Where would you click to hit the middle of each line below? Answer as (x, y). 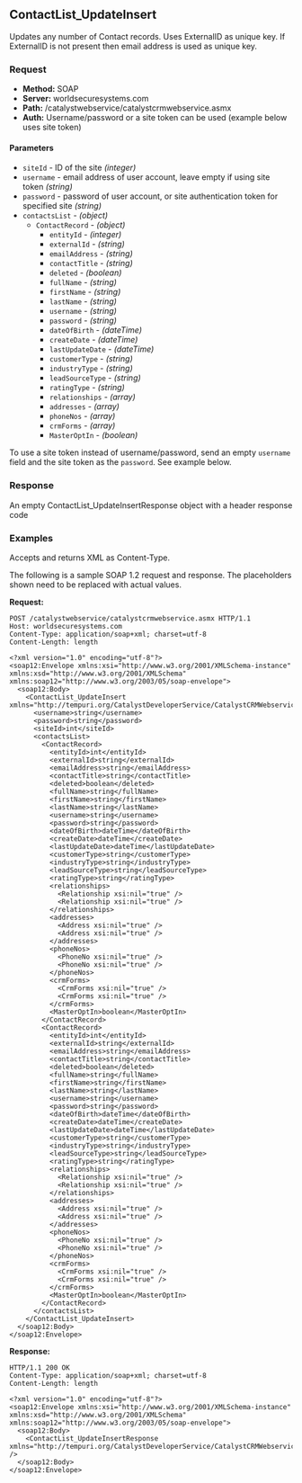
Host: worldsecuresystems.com (66, 626)
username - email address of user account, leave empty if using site (146, 177)
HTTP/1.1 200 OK (40, 1367)
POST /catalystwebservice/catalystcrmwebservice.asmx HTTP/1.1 (130, 618)
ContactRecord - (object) (80, 225)
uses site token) (52, 127)
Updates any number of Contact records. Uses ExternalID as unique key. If (147, 36)
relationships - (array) (93, 397)
